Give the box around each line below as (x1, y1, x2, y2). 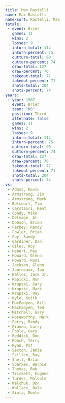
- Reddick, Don (7, 333, 40, 338)
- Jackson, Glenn (7, 263, 44, 268)
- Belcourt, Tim (7, 201, 42, 206)
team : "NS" (12, 107, 36, 112)
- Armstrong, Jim (7, 192, 44, 197)
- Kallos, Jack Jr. (7, 272, 49, 277)
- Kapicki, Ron (7, 276, 40, 282)
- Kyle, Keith (7, 296, 38, 301)
